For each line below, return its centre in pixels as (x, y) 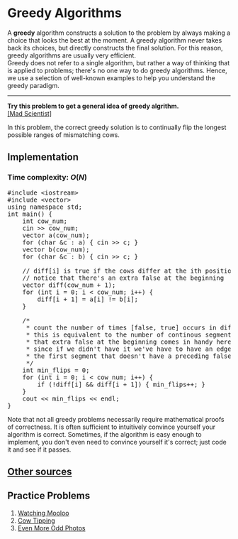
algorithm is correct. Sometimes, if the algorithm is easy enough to (104, 434)
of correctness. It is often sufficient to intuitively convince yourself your (112, 427)
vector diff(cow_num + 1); (69, 285)
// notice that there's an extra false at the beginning (123, 278)
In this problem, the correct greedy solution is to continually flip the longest (117, 127)
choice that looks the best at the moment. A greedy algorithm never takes (115, 40)
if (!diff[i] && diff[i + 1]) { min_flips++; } (121, 384)
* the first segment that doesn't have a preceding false (129, 356)
